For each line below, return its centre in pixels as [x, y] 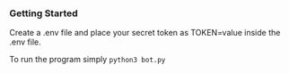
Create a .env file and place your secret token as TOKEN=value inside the [145, 33]
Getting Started [44, 13]
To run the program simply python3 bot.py [88, 60]
